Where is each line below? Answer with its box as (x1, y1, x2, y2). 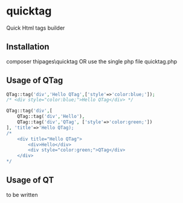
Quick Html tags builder (6, 24, 65, 31)
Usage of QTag (6, 76, 63, 86)
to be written (6, 191, 38, 198)
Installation (6, 42, 50, 52)
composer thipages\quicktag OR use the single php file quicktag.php (6, 57, 178, 65)
